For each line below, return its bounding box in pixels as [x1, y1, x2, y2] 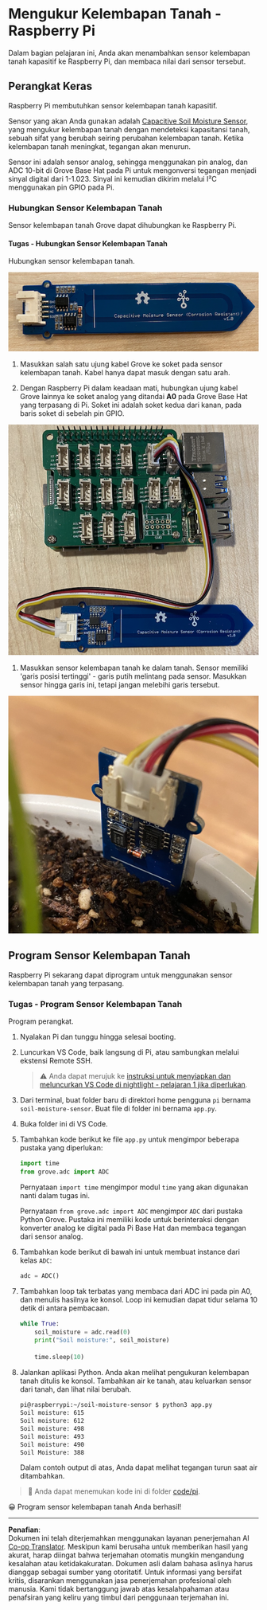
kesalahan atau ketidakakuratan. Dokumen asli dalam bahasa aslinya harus [8, 1559, 253, 1569]
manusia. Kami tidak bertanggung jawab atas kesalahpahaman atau [8, 1585, 230, 1594]
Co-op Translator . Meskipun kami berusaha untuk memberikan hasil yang [8, 1542, 249, 1552]
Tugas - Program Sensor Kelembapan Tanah [8, 998, 183, 1009]
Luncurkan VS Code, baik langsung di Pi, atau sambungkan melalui [19, 1048, 240, 1057]
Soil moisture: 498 [19, 1425, 85, 1433]
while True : [19, 1319, 60, 1327]
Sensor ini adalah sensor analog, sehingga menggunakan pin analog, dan [8, 157, 249, 166]
